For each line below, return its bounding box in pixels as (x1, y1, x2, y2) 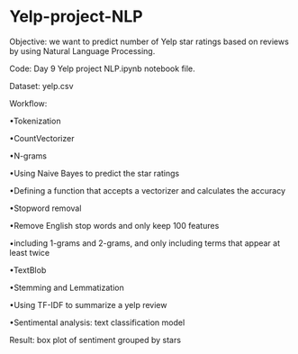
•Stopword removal (9, 203, 82, 213)
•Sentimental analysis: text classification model (9, 317, 185, 328)
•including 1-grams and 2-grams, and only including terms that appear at (9, 237, 281, 249)
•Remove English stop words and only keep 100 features (9, 220, 220, 231)
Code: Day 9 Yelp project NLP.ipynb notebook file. (9, 63, 195, 74)
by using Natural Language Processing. (9, 45, 156, 56)
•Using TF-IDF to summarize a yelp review (9, 299, 167, 310)
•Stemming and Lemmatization (9, 282, 124, 293)
